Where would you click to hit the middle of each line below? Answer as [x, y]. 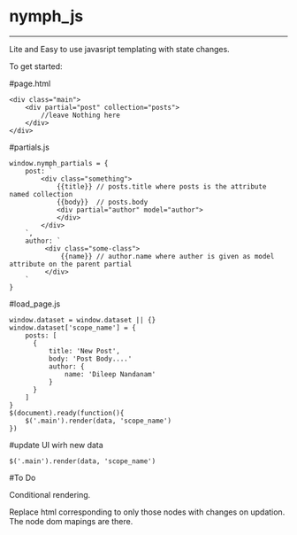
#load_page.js [35, 304]
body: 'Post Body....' [90, 359]
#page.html [30, 83]
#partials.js [30, 147]
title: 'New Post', [84, 351]
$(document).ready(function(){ [67, 413]
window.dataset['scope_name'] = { [73, 328]
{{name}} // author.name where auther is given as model [168, 256]
